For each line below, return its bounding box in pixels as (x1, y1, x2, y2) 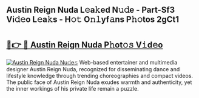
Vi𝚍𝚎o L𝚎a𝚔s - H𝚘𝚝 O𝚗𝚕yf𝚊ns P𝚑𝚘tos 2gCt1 (6, 15, 180, 25)
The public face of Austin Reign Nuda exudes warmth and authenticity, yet (6, 79, 192, 86)
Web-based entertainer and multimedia (79, 59, 178, 66)
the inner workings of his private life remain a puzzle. (6, 85, 139, 92)
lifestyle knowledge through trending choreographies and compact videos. (6, 72, 193, 79)
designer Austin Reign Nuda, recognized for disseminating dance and (6, 66, 180, 72)
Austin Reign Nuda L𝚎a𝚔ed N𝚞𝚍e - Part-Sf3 (6, 5, 175, 15)
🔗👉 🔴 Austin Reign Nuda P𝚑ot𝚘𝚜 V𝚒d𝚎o (6, 40, 163, 50)
